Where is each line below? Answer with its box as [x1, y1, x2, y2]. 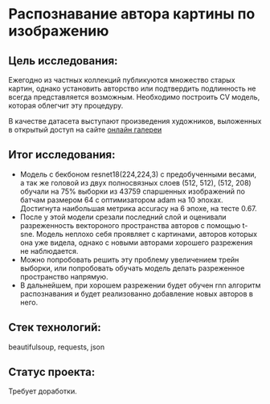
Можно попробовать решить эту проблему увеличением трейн [19, 255, 239, 264]
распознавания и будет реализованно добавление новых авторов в [19, 288, 253, 298]
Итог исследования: [8, 148, 116, 161]
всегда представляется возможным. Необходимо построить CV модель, [8, 92, 260, 101]
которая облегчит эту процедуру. [8, 101, 124, 110]
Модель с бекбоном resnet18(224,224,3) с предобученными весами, [19, 169, 257, 179]
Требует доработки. [8, 386, 78, 396]
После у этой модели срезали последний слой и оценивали [19, 212, 227, 222]
